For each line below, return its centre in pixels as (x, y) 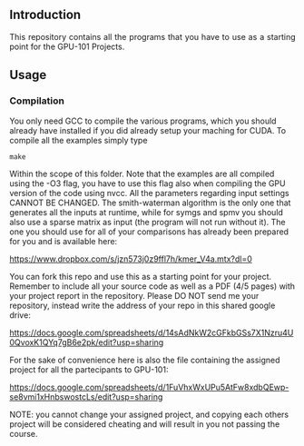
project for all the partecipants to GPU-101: (89, 369)
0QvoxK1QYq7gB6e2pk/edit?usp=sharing (87, 342)
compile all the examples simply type (78, 140)
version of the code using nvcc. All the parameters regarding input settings (149, 193)
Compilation (37, 101)
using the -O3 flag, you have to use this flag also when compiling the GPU (147, 183)
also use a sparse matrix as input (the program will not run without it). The (147, 222)
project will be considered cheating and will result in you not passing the (145, 424)
